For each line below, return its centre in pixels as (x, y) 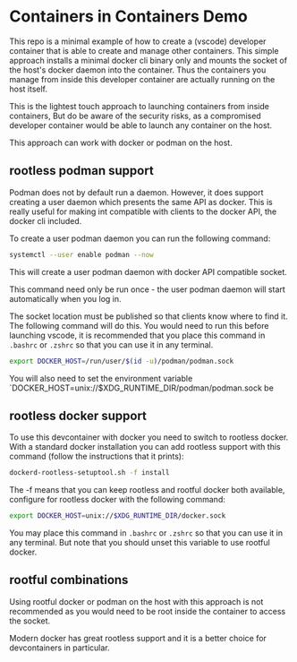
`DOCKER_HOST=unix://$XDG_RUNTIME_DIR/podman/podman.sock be (142, 388)
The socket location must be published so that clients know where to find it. (148, 316)
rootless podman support (81, 171)
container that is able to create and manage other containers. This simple (144, 50)
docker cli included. (46, 220)
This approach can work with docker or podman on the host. (121, 142)
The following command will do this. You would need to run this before (139, 325)
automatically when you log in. (66, 298)
